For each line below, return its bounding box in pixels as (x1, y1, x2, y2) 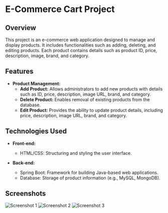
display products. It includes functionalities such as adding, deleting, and (5, 42, 156, 48)
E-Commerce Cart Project (5, 4, 115, 15)
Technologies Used (5, 127, 67, 136)
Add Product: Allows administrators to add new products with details (20, 86, 163, 92)
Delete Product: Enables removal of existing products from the (20, 96, 150, 102)
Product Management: (12, 80, 61, 86)
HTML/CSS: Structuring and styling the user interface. (20, 150, 132, 156)
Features (5, 67, 34, 76)
